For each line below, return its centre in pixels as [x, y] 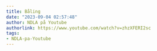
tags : [13, 33]
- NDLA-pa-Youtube [29, 39]
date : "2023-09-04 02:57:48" [42, 17]
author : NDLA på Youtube [36, 22]
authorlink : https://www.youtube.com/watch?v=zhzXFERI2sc [78, 28]
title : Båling [24, 11]
